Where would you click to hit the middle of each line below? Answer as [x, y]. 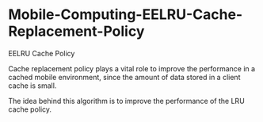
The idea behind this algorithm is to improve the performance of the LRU [127, 101]
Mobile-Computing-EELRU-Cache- [126, 15]
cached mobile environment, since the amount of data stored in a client [124, 77]
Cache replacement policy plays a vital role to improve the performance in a [132, 68]
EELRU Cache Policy [42, 53]
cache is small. [32, 86]
